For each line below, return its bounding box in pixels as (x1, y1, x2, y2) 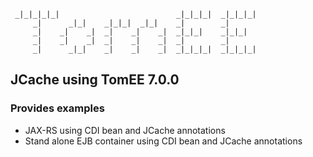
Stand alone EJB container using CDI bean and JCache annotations (24, 135, 303, 147)
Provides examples (10, 101, 105, 115)
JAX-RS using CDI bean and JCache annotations (24, 124, 226, 136)
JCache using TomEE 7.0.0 (10, 71, 180, 89)
